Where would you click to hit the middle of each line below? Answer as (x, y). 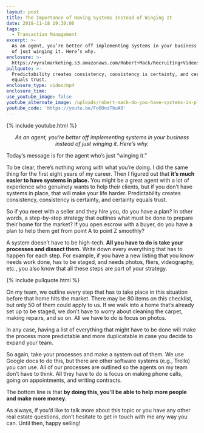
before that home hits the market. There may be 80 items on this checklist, (100, 298)
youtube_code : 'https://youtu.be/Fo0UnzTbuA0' (66, 108)
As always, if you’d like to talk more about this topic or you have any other (98, 410)
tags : (13, 29)
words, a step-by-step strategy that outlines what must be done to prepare (100, 218)
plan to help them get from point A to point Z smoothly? (75, 230)
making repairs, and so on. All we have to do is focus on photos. (87, 317)
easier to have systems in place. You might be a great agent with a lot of (98, 180)
